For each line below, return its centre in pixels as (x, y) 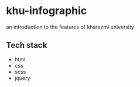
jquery (22, 78)
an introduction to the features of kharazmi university (70, 27)
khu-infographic (47, 11)
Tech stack (27, 45)
